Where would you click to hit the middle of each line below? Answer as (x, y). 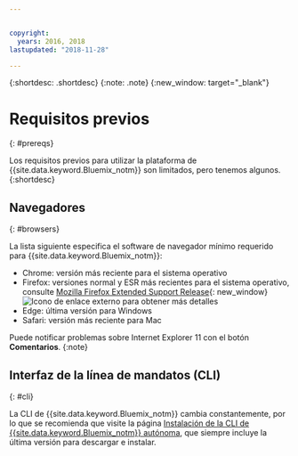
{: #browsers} (35, 229)
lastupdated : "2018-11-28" (59, 50)
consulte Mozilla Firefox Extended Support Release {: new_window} (145, 292)
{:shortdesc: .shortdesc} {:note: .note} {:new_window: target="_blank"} (139, 83)
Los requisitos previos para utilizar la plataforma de (103, 160)
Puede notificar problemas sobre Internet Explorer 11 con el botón (129, 338)
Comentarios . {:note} (49, 347)
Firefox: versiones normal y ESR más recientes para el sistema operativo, (156, 282)
